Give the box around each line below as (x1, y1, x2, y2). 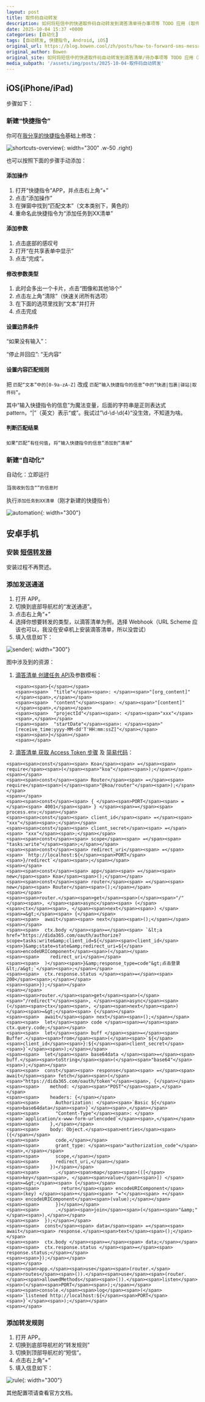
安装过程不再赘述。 (6, 563, 55, 570)
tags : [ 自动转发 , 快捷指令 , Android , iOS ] (6, 37, 109, 43)
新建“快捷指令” (6, 117, 51, 126)
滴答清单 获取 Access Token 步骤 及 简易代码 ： (15, 748, 134, 756)
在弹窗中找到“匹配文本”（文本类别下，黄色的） (15, 202, 133, 209)
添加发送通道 (6, 580, 45, 589)
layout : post (6, 9, 40, 15)
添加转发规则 (6, 1319, 45, 1327)
